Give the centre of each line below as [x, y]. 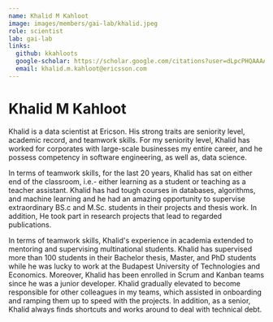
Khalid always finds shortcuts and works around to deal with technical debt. [135, 309]
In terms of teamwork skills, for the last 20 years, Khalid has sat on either [131, 173]
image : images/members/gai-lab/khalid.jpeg [83, 24]
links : [19, 46]
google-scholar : [43, 62]
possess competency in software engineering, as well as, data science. [128, 157]
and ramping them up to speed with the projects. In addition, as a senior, [130, 300]
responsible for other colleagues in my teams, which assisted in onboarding [135, 292]
